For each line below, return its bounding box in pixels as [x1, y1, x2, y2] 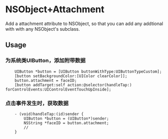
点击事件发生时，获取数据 [5, 100, 69, 107]
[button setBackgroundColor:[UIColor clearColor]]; [14, 73, 127, 79]
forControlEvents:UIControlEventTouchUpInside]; [5, 87, 111, 92]
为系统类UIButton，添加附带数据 [5, 57, 86, 64]
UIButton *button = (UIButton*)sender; [24, 116, 109, 121]
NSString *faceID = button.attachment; [24, 120, 109, 126]
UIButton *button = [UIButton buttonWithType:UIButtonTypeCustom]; [14, 69, 162, 74]
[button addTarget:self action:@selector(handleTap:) [14, 82, 132, 87]
